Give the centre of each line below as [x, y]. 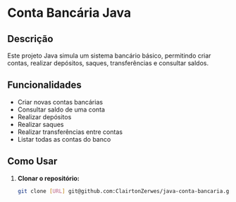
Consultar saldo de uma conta [61, 109]
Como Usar [32, 162]
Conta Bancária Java [69, 13]
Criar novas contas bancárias [60, 102]
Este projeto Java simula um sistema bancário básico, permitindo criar [109, 55]
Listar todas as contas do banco [64, 139]
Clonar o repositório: [48, 178]
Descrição [30, 39]
